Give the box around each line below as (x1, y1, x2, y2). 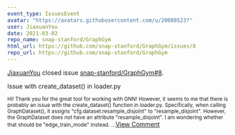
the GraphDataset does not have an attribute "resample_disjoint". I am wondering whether (7, 113, 224, 121)
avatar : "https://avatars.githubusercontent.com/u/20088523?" (7, 17, 193, 24)
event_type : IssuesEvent (7, 10, 80, 17)
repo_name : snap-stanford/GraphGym (7, 36, 112, 43)
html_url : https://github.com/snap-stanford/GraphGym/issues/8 (7, 43, 196, 50)
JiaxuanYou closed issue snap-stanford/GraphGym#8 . (7, 68, 164, 77)
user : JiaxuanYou (7, 23, 58, 30)
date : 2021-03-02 (7, 29, 58, 37)
